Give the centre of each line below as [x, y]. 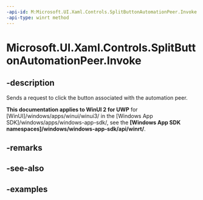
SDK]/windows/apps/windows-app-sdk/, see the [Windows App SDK [94, 122]
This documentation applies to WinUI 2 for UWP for [72, 109]
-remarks [24, 147]
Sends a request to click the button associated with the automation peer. [97, 97]
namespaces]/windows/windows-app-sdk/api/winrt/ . [76, 129]
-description [30, 83]
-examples [27, 189]
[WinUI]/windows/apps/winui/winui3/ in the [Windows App [80, 116]
